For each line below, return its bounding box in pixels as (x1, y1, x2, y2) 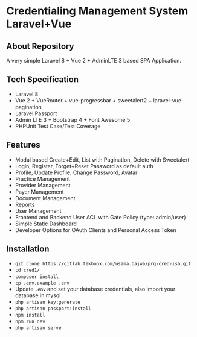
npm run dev (15, 318, 45, 325)
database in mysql (15, 292, 61, 299)
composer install (15, 274, 59, 280)
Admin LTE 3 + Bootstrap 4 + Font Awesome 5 (15, 116, 131, 123)
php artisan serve (15, 325, 62, 331)
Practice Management (15, 175, 71, 182)
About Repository (6, 41, 74, 51)
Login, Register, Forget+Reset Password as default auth (15, 162, 153, 169)
